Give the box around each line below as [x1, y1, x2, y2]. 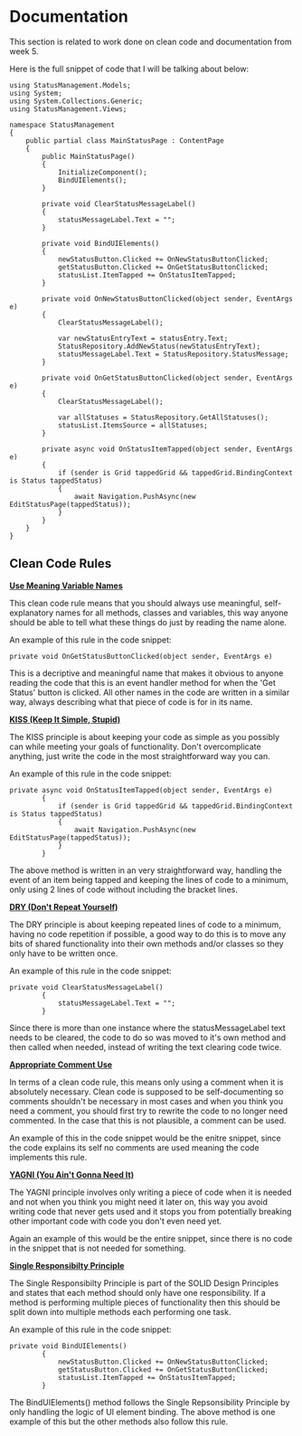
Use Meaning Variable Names [9, 580, 124, 591]
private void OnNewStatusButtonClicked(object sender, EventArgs [42, 294, 294, 304]
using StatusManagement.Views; [9, 104, 127, 114]
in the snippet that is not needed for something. [9, 1243, 187, 1253]
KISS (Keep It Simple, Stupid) [9, 714, 121, 725]
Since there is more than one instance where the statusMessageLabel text [9, 1022, 287, 1033]
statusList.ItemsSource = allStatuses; [57, 420, 208, 430]
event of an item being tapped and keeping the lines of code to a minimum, [9, 874, 289, 885]
